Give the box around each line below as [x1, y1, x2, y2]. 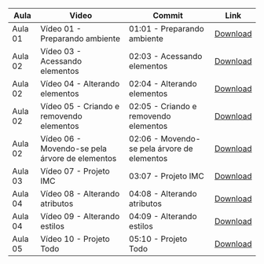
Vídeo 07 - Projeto [40, 166, 110, 176]
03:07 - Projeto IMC [128, 170, 204, 181]
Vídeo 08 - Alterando [40, 189, 120, 199]
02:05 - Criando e [128, 101, 197, 112]
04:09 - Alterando [128, 211, 197, 222]
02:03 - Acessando [128, 51, 203, 61]
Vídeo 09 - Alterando [40, 211, 120, 222]
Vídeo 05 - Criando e [40, 101, 120, 112]
